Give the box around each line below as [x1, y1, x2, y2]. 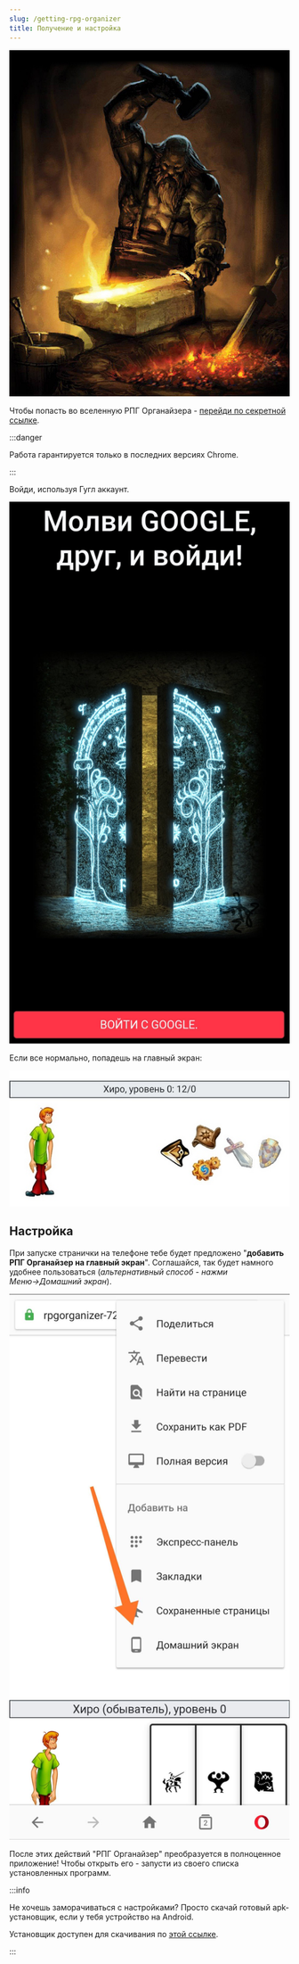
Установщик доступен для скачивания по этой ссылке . [9, 1929, 219, 1940]
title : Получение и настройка [9, 23, 122, 33]
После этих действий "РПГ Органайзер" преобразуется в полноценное [9, 1849, 282, 1860]
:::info [9, 1885, 30, 1895]
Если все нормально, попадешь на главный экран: [9, 1052, 203, 1063]
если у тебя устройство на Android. [59, 1911, 194, 1922]
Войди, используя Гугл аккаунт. [9, 484, 130, 495]
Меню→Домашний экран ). [9, 1275, 112, 1286]
